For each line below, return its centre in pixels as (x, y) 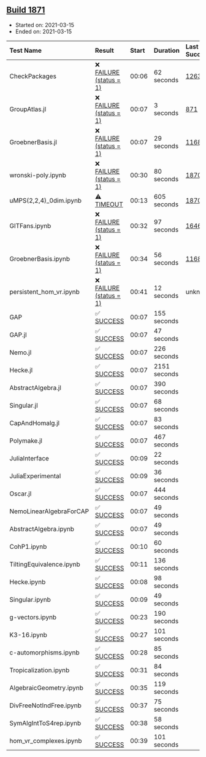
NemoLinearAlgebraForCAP (49, 511)
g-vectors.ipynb (33, 617)
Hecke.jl (21, 370)
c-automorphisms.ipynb (44, 652)
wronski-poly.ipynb (38, 175)
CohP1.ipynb (28, 546)
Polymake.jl (26, 440)
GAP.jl (18, 335)
